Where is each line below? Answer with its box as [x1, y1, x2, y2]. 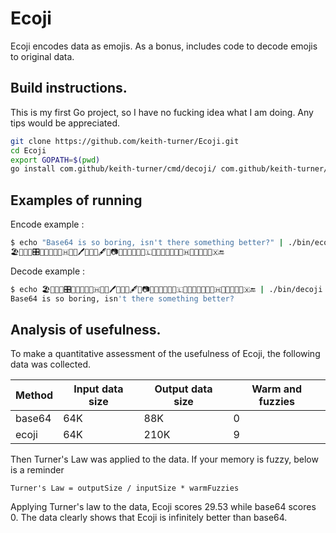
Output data [154, 382, 213, 396]
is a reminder [10, 464, 65, 476]
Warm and [251, 382, 303, 396]
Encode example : [10, 218, 85, 231]
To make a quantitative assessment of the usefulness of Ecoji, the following [10, 348, 321, 360]
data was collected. [10, 358, 92, 371]
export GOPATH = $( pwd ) [10, 155, 101, 165]
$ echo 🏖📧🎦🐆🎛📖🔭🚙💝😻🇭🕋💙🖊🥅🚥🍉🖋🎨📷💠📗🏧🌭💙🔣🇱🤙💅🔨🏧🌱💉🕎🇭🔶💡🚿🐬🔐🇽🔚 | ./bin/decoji [10, 284, 323, 294]
